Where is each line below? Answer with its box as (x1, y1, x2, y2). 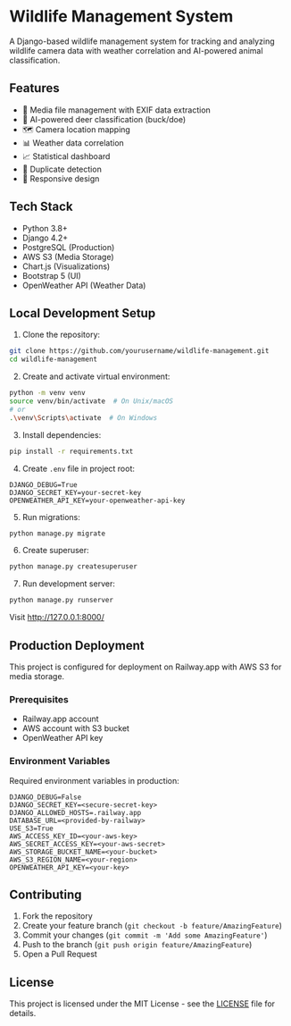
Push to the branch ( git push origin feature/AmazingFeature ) (21, 939, 253, 950)
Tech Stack (9, 199, 73, 214)
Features (9, 80, 60, 96)
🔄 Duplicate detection (21, 164, 103, 174)
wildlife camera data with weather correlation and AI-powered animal (9, 45, 263, 55)
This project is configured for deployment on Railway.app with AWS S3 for (9, 661, 282, 672)
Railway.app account (21, 713, 100, 725)
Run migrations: (21, 511, 80, 522)
